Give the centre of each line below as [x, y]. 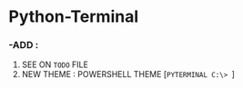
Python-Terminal [73, 17]
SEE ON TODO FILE [55, 64]
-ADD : [24, 45]
